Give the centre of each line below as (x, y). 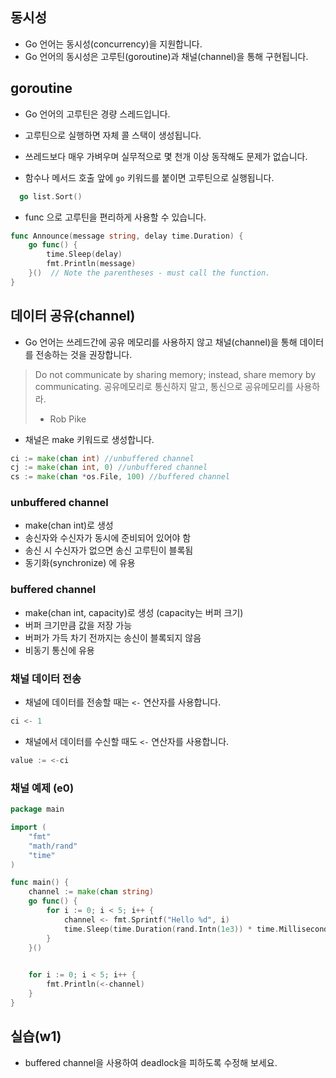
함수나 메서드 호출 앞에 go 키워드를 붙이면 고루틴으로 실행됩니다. (149, 177)
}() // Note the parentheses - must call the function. (149, 273)
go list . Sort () (51, 196)
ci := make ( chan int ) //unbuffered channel (102, 458)
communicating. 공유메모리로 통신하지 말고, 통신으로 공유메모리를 (164, 386)
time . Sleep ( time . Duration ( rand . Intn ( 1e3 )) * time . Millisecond (196, 929)
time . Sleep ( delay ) (84, 254)
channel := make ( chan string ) (91, 892)
